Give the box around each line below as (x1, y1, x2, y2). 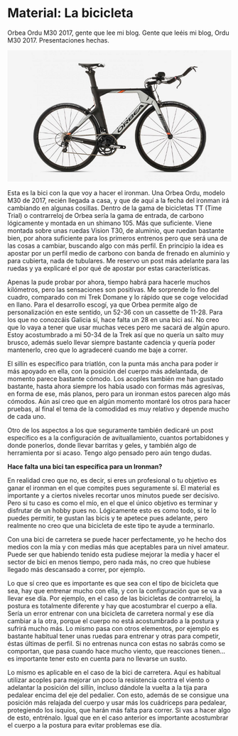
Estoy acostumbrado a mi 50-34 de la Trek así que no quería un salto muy (7, 330, 225, 339)
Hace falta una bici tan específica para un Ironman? (7, 462, 163, 471)
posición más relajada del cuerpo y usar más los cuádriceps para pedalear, (7, 698, 227, 707)
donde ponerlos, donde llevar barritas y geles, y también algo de (7, 441, 197, 449)
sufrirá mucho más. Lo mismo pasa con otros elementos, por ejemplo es (7, 624, 219, 632)
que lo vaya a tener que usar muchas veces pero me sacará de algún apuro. (7, 323, 230, 331)
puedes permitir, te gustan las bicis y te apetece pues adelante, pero (7, 513, 208, 522)
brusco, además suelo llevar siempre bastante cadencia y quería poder (7, 338, 215, 346)
